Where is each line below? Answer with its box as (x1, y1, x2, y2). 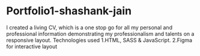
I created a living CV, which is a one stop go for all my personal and (6, 24, 173, 31)
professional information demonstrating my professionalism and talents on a (6, 30, 195, 37)
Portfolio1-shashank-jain (6, 4, 132, 18)
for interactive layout (6, 43, 58, 50)
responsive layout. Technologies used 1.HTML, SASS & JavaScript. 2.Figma (6, 36, 193, 43)
